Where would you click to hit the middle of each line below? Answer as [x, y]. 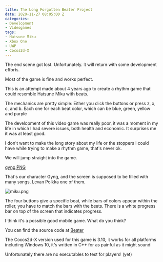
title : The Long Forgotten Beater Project [49, 10]
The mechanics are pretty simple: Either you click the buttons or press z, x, [81, 103]
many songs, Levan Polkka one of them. [45, 182]
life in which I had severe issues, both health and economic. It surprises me [81, 128]
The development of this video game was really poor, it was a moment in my [82, 123]
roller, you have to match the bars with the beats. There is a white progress [80, 206]
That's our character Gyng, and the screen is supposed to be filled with [77, 176]
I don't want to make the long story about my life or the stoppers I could [77, 143]
